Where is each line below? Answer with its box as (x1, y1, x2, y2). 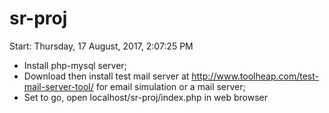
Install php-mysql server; (23, 59, 127, 71)
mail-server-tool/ (23, 80, 94, 92)
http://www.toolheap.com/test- (191, 70, 319, 82)
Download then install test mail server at (23, 70, 190, 82)
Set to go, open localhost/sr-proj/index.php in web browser (23, 91, 268, 103)
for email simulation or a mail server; (95, 80, 246, 92)
